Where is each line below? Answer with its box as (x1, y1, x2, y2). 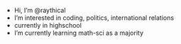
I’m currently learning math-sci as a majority (13, 28, 144, 37)
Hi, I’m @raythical (13, 6, 66, 14)
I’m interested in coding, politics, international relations (13, 13, 175, 22)
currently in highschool (13, 21, 82, 29)
